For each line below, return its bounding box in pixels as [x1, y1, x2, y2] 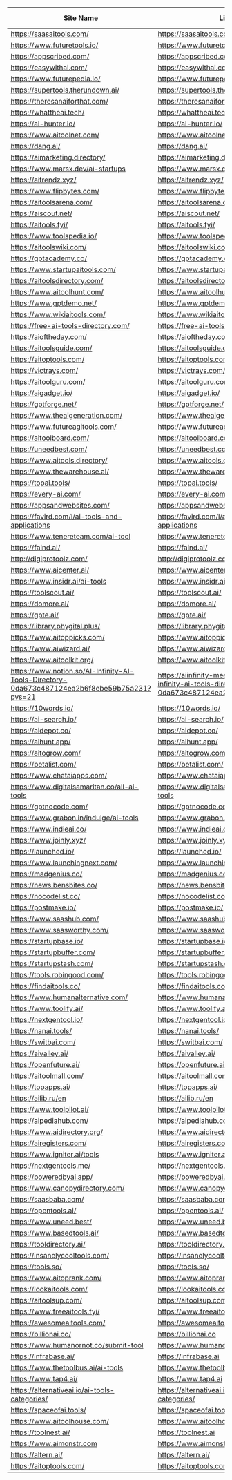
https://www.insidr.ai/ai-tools [10, 577, 107, 586]
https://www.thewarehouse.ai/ [10, 467, 109, 476]
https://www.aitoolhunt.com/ [10, 287, 104, 296]
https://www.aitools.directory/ [10, 456, 108, 465]
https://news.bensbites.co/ [10, 881, 98, 890]
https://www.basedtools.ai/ [10, 1229, 99, 1238]
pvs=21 [10, 692, 37, 702]
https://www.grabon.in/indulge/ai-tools [10, 813, 139, 823]
